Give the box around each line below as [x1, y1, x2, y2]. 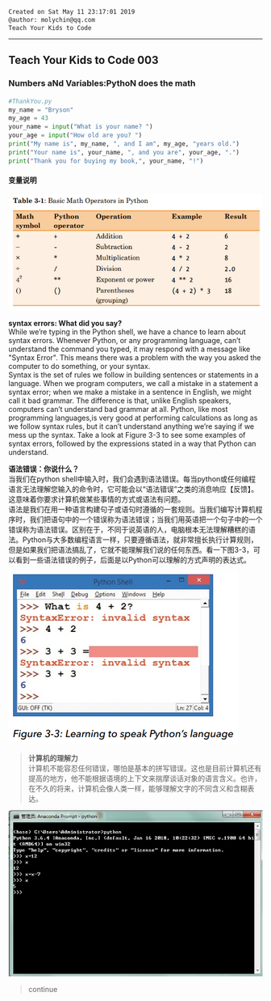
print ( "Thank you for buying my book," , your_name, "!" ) [8, 157, 204, 165]
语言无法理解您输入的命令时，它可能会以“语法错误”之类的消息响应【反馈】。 [8, 485, 259, 494]
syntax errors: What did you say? [8, 319, 123, 329]
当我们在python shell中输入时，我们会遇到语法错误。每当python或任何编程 [8, 474, 256, 484]
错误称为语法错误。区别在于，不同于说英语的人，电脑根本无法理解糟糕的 [8, 525, 248, 535]
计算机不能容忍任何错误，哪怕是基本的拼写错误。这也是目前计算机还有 [27, 764, 262, 774]
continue [27, 985, 58, 995]
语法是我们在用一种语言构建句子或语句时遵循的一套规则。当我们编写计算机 [8, 505, 256, 515]
